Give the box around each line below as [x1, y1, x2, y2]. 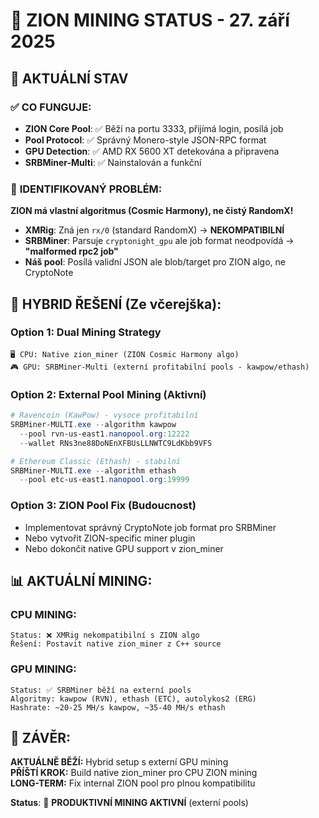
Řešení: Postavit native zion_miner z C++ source [10, 639, 222, 649]
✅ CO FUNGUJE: [10, 100, 92, 114]
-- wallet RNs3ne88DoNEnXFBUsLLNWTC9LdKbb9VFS [19, 438, 213, 448]
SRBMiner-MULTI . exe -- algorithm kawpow [10, 420, 177, 430]
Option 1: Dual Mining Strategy [10, 325, 162, 339]
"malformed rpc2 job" [24, 245, 119, 258]
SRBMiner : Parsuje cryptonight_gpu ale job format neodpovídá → [24, 235, 295, 247]
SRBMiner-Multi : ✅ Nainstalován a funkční [24, 156, 202, 168]
